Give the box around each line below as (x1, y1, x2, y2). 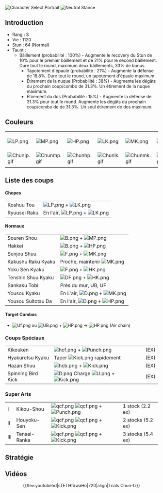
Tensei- (16, 431, 35, 438)
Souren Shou (7, 235, 37, 242)
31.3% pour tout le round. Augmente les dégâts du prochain (26, 99, 147, 105)
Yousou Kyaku (7, 290, 40, 297)
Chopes (5, 190, 21, 195)
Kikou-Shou (16, 406, 45, 413)
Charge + (73, 370, 115, 377)
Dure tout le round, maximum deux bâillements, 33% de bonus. (19, 62, 146, 68)
